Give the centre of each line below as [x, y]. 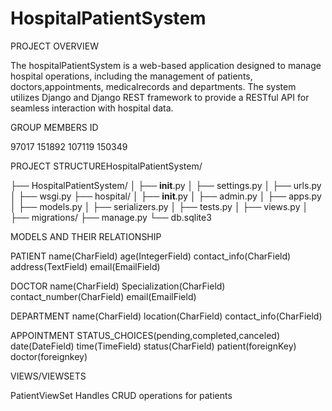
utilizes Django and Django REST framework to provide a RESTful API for [160, 97]
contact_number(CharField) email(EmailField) [103, 296]
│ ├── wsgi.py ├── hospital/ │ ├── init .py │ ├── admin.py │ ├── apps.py [166, 196]
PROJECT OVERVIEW [54, 46]
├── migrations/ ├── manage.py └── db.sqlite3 [111, 217]
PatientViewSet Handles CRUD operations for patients [121, 395]
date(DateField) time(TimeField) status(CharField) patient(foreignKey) [153, 346]
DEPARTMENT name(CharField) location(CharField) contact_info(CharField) [166, 316]
